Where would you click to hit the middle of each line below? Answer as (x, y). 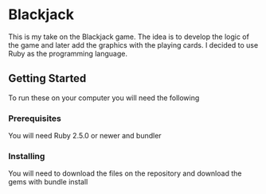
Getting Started (47, 78)
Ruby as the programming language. (68, 53)
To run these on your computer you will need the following (104, 98)
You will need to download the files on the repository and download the (125, 173)
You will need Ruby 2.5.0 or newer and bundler (85, 136)
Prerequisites (35, 118)
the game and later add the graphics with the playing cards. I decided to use (133, 45)
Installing (27, 156)
